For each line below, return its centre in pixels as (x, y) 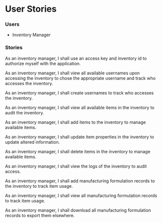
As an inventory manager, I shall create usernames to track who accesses (80, 93)
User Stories (31, 9)
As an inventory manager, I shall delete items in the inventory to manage (78, 151)
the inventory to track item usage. (39, 186)
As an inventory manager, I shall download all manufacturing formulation (78, 210)
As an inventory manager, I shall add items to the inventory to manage (75, 122)
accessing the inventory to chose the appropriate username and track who (80, 78)
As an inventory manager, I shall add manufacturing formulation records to (80, 181)
